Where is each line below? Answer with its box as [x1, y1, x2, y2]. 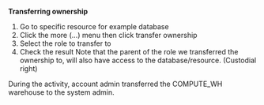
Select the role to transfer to [19, 39, 112, 48]
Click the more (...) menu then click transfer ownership [19, 31, 198, 39]
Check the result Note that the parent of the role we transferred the [19, 47, 239, 56]
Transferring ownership [8, 7, 89, 16]
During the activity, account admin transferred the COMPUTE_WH [8, 79, 223, 88]
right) [19, 64, 38, 73]
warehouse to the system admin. [8, 88, 115, 97]
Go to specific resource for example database [19, 22, 169, 31]
